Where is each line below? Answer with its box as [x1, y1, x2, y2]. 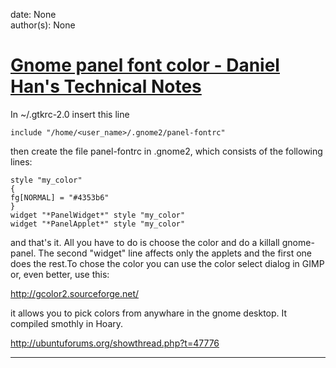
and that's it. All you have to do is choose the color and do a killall [10, 236, 280, 248]
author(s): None [10, 19, 76, 31]
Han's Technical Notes [10, 75, 202, 98]
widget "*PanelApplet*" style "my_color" [10, 219, 186, 229]
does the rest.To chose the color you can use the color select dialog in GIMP [10, 257, 325, 269]
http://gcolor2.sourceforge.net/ [10, 287, 140, 299]
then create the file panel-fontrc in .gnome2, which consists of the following [10, 145, 323, 157]
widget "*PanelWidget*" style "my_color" [10, 210, 186, 220]
